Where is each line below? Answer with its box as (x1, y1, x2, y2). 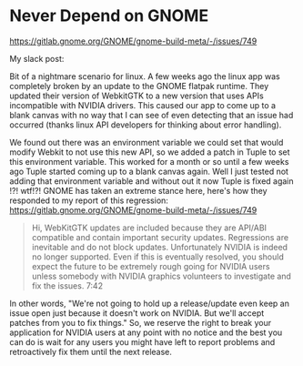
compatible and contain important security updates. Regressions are (31, 231, 289, 242)
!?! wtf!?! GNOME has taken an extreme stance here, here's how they (9, 185, 268, 196)
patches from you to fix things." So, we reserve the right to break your (9, 317, 271, 328)
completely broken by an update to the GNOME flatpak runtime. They (9, 80, 269, 91)
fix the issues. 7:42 (31, 280, 103, 291)
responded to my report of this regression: (9, 195, 168, 206)
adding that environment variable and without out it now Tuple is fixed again (9, 175, 294, 187)
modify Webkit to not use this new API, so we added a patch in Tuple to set (9, 147, 290, 158)
